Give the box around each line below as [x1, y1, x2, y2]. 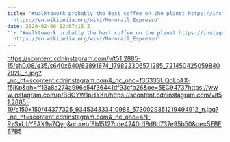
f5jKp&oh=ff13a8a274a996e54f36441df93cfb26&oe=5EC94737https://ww [7, 84, 218, 92]
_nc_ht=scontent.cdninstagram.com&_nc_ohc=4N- [7, 113, 151, 121]
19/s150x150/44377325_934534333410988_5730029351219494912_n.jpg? [7, 106, 219, 114]
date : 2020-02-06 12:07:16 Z [7, 23, 90, 29]
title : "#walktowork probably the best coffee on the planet [7, 10, 186, 17]
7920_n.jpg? [7, 69, 42, 78]
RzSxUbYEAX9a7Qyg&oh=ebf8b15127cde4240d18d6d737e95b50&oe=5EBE [7, 120, 222, 128]
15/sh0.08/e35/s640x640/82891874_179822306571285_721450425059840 [7, 62, 220, 70]
